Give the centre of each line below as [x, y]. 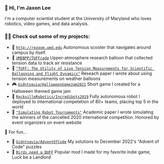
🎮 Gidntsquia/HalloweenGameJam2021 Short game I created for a [76, 84]
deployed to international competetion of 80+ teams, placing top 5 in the [85, 101]
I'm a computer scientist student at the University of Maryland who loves [78, 19]
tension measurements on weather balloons [56, 79]
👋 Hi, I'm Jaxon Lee [28, 8]
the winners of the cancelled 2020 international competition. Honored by [85, 117]
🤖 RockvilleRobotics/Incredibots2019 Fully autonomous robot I [76, 96]
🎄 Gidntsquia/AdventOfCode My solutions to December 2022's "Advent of [85, 141]
